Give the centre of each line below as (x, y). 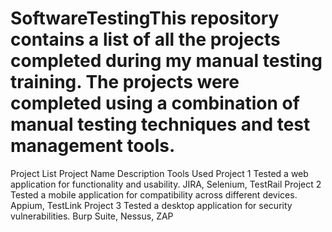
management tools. (93, 146)
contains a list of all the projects (145, 39)
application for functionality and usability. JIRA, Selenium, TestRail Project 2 (166, 184)
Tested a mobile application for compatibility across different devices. (154, 194)
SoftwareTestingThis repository (145, 18)
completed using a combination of (155, 103)
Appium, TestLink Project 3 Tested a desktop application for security (151, 205)
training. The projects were (125, 82)
